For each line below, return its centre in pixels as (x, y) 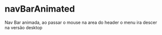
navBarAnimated (40, 9)
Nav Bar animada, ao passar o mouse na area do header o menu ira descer (81, 22)
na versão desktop (23, 27)
